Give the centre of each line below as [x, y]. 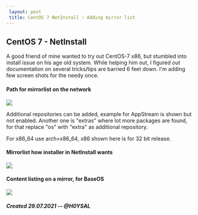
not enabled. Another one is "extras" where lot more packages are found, [97, 120]
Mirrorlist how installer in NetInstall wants [59, 152]
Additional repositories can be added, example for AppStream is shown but [99, 114]
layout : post [25, 12]
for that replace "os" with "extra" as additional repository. [77, 126]
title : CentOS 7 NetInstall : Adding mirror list [72, 17]
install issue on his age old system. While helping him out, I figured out [93, 63]
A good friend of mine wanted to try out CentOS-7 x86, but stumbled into [97, 56]
